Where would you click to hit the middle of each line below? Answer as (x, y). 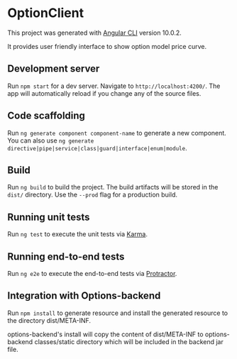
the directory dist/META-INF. (49, 320)
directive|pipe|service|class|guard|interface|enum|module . (97, 148)
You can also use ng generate (51, 140)
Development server (54, 69)
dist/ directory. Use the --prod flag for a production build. (92, 195)
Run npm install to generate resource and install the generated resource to (118, 313)
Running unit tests (49, 217)
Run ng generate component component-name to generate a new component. (117, 133)
